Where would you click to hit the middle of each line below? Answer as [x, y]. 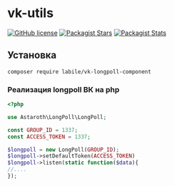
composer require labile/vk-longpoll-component [80, 72]
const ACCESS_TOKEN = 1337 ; [49, 137]
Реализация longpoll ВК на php [63, 89]
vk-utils [31, 13]
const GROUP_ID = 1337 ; [43, 130]
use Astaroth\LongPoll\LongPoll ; [57, 117]
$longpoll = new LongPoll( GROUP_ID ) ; [63, 150]
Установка [32, 55]
